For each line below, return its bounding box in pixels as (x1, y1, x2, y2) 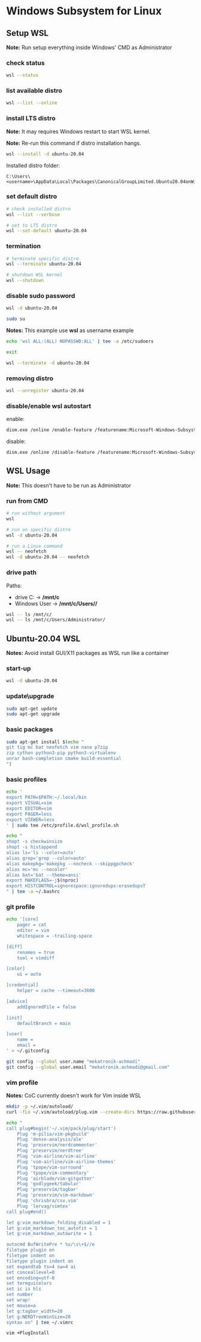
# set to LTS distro (6, 222, 58, 228)
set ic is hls (6, 1286, 42, 1292)
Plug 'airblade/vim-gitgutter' (17, 1175, 95, 1182)
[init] (6, 1015, 23, 1021)
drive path (6, 568, 37, 577)
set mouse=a (6, 1303, 36, 1309)
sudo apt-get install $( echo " (6, 739, 84, 745)
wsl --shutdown (6, 277, 44, 283)
